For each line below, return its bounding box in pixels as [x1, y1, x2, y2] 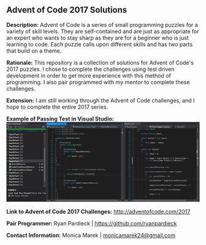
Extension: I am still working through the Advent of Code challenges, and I [6, 97, 195, 104]
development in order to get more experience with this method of [6, 71, 172, 79]
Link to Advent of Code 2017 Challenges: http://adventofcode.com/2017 [6, 208, 191, 215]
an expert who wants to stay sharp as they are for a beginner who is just [6, 34, 189, 42]
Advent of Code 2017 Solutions [6, 5, 128, 15]
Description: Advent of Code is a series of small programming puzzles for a [6, 21, 198, 28]
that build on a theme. [6, 47, 62, 54]
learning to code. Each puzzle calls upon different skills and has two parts [6, 40, 193, 48]
